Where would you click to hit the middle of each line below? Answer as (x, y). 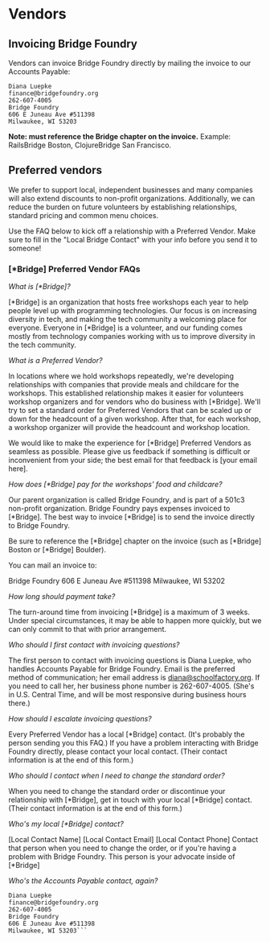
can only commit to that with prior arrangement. (88, 630)
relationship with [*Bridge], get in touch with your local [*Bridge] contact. (131, 800)
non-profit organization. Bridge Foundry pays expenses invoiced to (119, 509)
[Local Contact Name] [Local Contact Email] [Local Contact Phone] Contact (133, 840)
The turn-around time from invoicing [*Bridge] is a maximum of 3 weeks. (129, 612)
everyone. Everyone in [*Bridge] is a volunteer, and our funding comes (126, 328)
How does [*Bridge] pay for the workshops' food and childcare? (115, 485)
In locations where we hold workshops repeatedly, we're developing (121, 376)
